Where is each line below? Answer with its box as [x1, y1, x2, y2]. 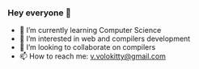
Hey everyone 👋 [7, 7, 72, 18]
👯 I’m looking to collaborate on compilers [19, 43, 156, 52]
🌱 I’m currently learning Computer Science [19, 26, 162, 35]
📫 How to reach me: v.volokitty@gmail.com [19, 51, 167, 61]
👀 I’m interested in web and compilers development [19, 34, 191, 43]
